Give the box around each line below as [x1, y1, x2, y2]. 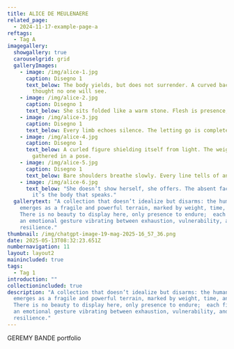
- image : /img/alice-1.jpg [19, 68, 98, 75]
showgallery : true [13, 49, 68, 56]
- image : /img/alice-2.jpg [19, 95, 98, 102]
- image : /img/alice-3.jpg [19, 114, 98, 121]
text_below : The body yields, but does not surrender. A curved [25, 82, 217, 88]
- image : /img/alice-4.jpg [19, 133, 98, 140]
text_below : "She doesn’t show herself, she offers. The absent [25, 185, 217, 192]
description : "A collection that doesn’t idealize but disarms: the [7, 288, 210, 296]
